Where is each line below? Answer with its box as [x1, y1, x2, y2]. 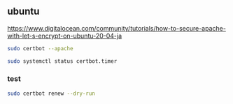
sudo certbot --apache [7, 45, 73, 52]
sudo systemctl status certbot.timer [7, 57, 118, 65]
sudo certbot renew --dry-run [7, 90, 96, 97]
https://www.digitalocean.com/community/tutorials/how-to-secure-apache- [7, 24, 226, 32]
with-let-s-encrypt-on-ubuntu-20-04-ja [7, 31, 122, 40]
